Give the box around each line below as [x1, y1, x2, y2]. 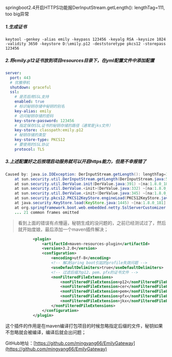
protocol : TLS [14, 147, 45, 152]
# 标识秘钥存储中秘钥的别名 [14, 104, 65, 109]
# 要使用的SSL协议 [14, 142, 49, 147]
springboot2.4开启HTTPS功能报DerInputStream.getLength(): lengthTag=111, [5, 5, 165, 10]
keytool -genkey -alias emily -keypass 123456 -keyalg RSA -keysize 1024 [5, 36, 166, 42]
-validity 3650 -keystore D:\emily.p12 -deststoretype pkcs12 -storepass [5, 41, 166, 46]
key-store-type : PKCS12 [14, 137, 66, 143]
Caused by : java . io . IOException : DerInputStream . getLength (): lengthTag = [5, 171, 166, 177]
